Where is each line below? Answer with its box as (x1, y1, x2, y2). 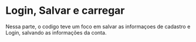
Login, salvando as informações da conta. (5, 29, 107, 36)
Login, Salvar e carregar (5, 4, 125, 17)
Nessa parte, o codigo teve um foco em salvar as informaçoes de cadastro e (5, 23, 191, 30)
